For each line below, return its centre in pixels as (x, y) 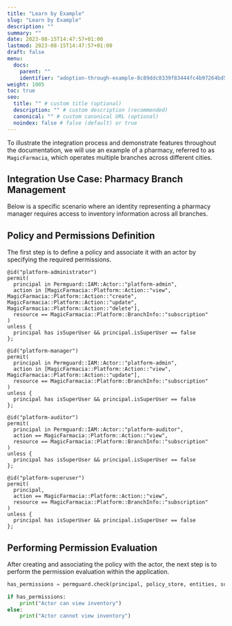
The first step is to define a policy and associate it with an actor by (102, 252)
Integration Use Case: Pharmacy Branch (95, 179)
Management (37, 190)
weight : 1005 (26, 84)
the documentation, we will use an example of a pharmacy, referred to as (111, 150)
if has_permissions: (37, 597)
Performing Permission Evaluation (82, 547)
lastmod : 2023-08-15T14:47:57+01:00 (60, 46)
